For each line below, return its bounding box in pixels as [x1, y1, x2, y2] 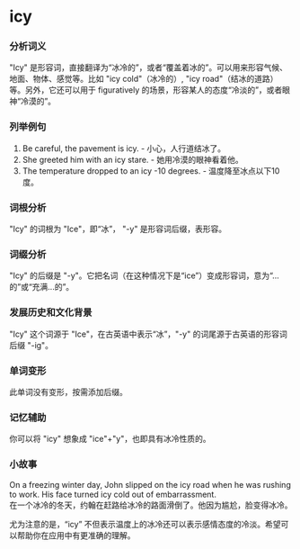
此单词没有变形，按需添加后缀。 [9, 386, 128, 397]
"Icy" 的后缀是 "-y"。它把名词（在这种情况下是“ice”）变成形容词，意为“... [9, 270, 280, 281]
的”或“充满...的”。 [9, 282, 75, 292]
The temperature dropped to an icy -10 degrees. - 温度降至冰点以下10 [22, 165, 280, 176]
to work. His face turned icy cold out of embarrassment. [9, 489, 217, 499]
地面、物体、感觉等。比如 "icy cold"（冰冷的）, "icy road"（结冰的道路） [9, 74, 278, 85]
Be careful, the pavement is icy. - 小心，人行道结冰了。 [22, 142, 226, 154]
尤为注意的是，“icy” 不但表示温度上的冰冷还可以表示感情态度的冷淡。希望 [9, 518, 281, 529]
